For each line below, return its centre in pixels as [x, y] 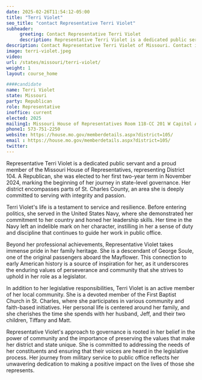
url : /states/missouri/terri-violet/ [54, 62]
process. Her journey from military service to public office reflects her [93, 357]
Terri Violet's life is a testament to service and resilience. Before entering [96, 207]
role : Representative [33, 107]
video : [14, 57]
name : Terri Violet [31, 90]
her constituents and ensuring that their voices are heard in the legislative [97, 351]
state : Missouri [26, 96]
